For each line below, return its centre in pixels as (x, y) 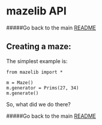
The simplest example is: (37, 61)
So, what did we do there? (38, 104)
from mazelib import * (34, 72)
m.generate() (22, 93)
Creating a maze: (39, 47)
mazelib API (37, 11)
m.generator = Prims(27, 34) (43, 88)
